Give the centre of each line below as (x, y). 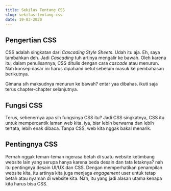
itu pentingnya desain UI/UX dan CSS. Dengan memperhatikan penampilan (84, 167)
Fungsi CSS (24, 105)
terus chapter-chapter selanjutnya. (42, 89)
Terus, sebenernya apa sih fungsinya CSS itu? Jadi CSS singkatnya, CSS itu (85, 117)
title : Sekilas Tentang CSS (35, 10)
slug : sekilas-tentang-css (34, 15)
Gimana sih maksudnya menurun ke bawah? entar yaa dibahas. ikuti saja (82, 84)
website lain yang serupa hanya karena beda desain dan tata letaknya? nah (84, 162)
